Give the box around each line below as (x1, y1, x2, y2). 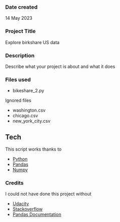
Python (12, 156, 28, 162)
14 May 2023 (5, 15, 33, 21)
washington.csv (12, 107, 46, 114)
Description (5, 52, 35, 59)
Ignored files (5, 97, 32, 103)
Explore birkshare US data (5, 39, 59, 45)
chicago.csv (12, 113, 38, 119)
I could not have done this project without (5, 191, 92, 197)
